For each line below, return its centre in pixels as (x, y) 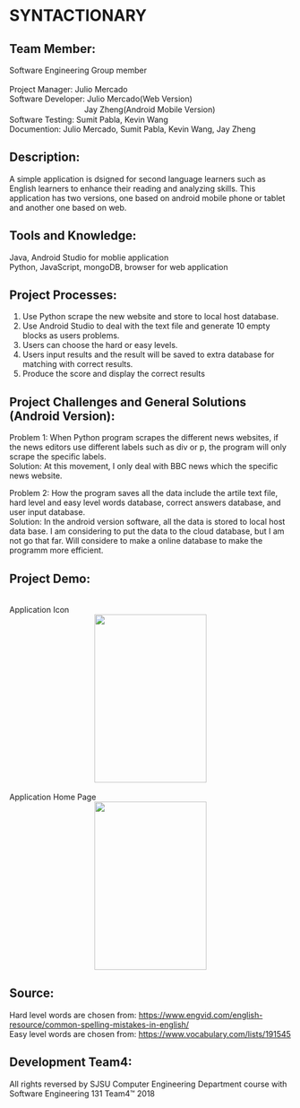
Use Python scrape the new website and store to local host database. (150, 317)
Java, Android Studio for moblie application (89, 257)
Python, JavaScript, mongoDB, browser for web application (119, 266)
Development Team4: (71, 1063)
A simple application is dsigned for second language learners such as (137, 179)
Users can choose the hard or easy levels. (100, 345)
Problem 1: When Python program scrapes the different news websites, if (144, 438)
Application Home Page (53, 797)
